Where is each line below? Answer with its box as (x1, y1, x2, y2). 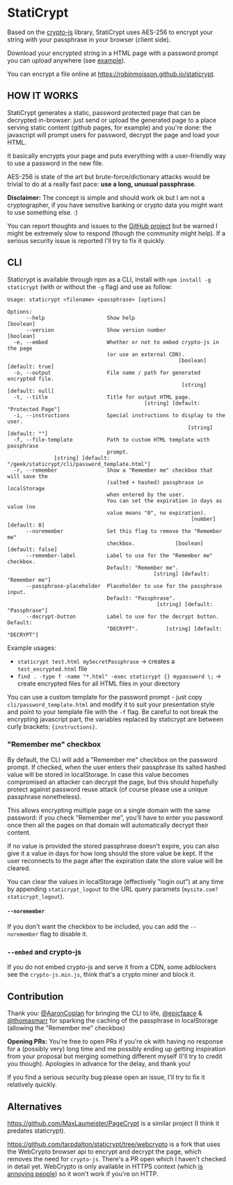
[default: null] (7, 387, 54, 394)
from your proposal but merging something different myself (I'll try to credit (7, 1052, 223, 1060)
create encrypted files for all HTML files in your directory (17, 679, 181, 688)
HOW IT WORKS (7, 90, 79, 102)
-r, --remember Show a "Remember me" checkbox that (13, 467, 214, 474)
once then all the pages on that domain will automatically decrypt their (7, 821, 209, 829)
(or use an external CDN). (106, 350, 186, 358)
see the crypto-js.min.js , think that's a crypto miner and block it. (7, 970, 196, 979)
